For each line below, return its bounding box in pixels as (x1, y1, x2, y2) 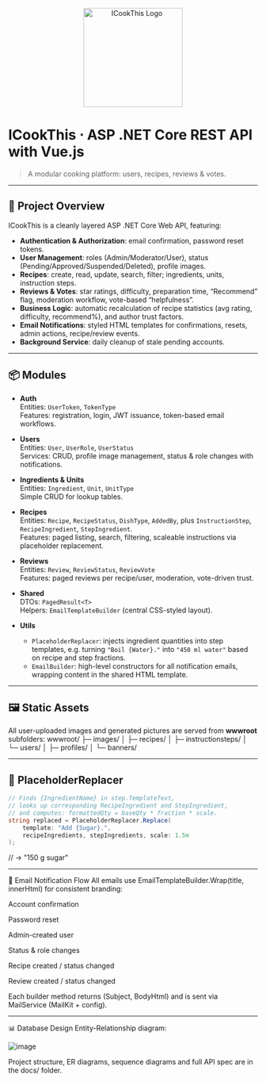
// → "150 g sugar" (8, 853, 69, 862)
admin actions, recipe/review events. (19, 328, 140, 338)
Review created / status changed (8, 976, 116, 986)
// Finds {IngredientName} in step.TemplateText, (8, 794, 176, 803)
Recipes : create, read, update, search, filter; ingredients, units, (19, 270, 225, 279)
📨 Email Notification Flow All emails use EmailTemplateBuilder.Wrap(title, (8, 876, 244, 885)
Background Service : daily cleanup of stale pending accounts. (19, 337, 225, 347)
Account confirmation (8, 900, 79, 909)
